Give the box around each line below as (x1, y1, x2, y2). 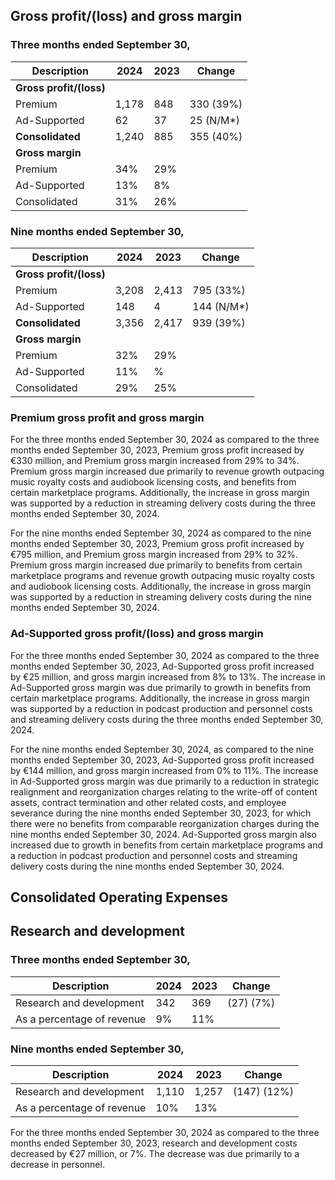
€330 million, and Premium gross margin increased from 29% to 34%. (10, 455, 300, 467)
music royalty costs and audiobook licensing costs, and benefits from (10, 476, 297, 488)
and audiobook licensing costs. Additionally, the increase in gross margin (10, 580, 312, 593)
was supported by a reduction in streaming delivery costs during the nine (10, 591, 312, 603)
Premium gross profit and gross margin (10, 410, 205, 424)
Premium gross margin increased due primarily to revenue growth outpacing (10, 465, 325, 478)
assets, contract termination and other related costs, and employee (10, 796, 287, 808)
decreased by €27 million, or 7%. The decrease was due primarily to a (10, 1147, 300, 1159)
